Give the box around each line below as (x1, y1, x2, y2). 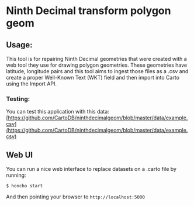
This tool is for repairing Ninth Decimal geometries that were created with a (6, 56, 187, 62)
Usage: (6, 40, 33, 50)
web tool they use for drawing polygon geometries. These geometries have (6, 61, 188, 68)
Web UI (6, 150, 33, 160)
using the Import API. (6, 80, 57, 87)
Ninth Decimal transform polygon (6, 4, 171, 18)
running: (6, 171, 26, 179)
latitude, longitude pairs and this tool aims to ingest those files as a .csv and (6, 68, 189, 74)
